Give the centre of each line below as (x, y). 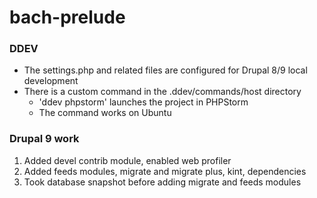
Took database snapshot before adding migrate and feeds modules (162, 182)
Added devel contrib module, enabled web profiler (127, 160)
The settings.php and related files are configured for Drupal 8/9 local (165, 70)
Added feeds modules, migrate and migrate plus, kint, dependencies (165, 171)
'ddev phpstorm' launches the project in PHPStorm (143, 102)
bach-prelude (67, 17)
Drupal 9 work (44, 139)
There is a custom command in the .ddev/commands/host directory (162, 92)
